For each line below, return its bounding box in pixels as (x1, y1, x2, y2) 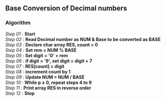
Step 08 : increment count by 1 (5, 69, 71, 75)
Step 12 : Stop (5, 90, 35, 96)
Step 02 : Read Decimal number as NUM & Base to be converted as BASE (5, 36, 161, 42)
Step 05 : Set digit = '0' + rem (5, 52, 69, 58)
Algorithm (5, 19, 31, 26)
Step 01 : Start (5, 30, 36, 37)
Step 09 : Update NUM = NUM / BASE (5, 74, 85, 80)
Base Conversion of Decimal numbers (5, 4, 127, 13)
